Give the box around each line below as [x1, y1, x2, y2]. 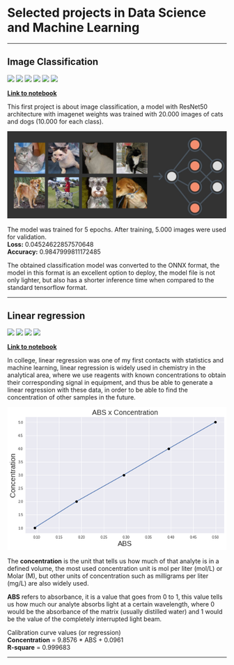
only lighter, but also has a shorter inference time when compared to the [7, 275, 214, 284]
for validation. [7, 232, 47, 241]
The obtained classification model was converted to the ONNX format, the [7, 261, 220, 269]
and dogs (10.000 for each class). [7, 117, 104, 125]
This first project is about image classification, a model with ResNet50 [7, 102, 208, 111]
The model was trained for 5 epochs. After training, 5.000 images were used [7, 225, 226, 234]
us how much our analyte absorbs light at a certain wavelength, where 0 [7, 600, 214, 609]
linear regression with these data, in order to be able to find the [7, 385, 188, 395]
